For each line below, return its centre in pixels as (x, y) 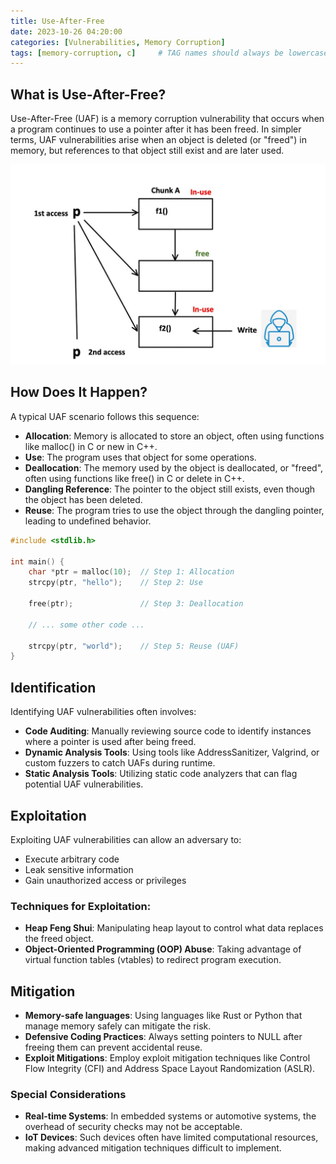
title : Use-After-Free (57, 21)
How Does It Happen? (79, 392)
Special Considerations (68, 1094)
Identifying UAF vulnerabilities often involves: (103, 712)
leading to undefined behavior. (88, 521)
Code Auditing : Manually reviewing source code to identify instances (168, 731)
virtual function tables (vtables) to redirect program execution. (153, 960)
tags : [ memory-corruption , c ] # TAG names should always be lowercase (169, 53)
